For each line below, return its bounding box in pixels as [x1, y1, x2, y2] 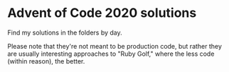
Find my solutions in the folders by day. [7, 28, 122, 37]
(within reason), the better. [7, 56, 85, 65]
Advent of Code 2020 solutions [7, 5, 197, 21]
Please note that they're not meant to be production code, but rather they [7, 42, 223, 50]
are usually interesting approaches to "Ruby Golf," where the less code [7, 49, 215, 58]
